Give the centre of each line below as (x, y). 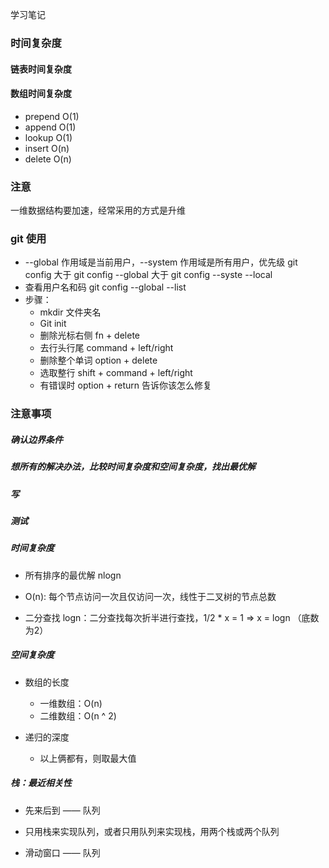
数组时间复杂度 (41, 94)
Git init (53, 324)
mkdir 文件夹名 (70, 312)
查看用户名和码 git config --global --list (105, 287)
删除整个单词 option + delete (98, 360)
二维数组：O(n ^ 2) (78, 715)
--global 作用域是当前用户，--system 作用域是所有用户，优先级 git (161, 262)
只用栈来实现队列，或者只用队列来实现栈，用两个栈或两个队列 (152, 831)
